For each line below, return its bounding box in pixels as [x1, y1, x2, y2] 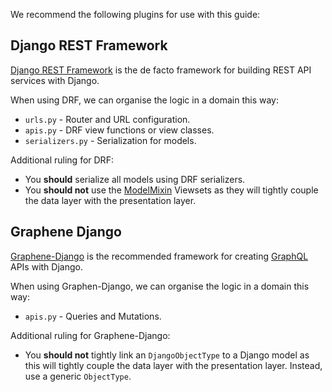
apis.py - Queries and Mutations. [24, 310, 162, 322]
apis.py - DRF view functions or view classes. [24, 124, 215, 136]
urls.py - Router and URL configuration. [24, 113, 191, 125]
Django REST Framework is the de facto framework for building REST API [10, 64, 312, 76]
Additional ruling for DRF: [10, 154, 114, 166]
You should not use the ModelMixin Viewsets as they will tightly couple [24, 184, 319, 196]
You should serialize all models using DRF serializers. [24, 173, 246, 185]
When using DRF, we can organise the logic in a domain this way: [10, 94, 279, 106]
